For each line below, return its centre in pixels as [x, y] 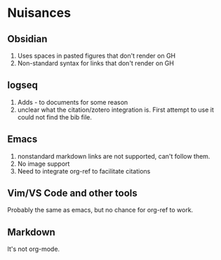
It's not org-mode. [34, 249]
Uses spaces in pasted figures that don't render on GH [96, 56]
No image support [43, 164]
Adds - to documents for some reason [73, 102]
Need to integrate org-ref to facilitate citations [84, 171]
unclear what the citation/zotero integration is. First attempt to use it [115, 110]
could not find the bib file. [55, 117]
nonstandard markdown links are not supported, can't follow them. [114, 156]
